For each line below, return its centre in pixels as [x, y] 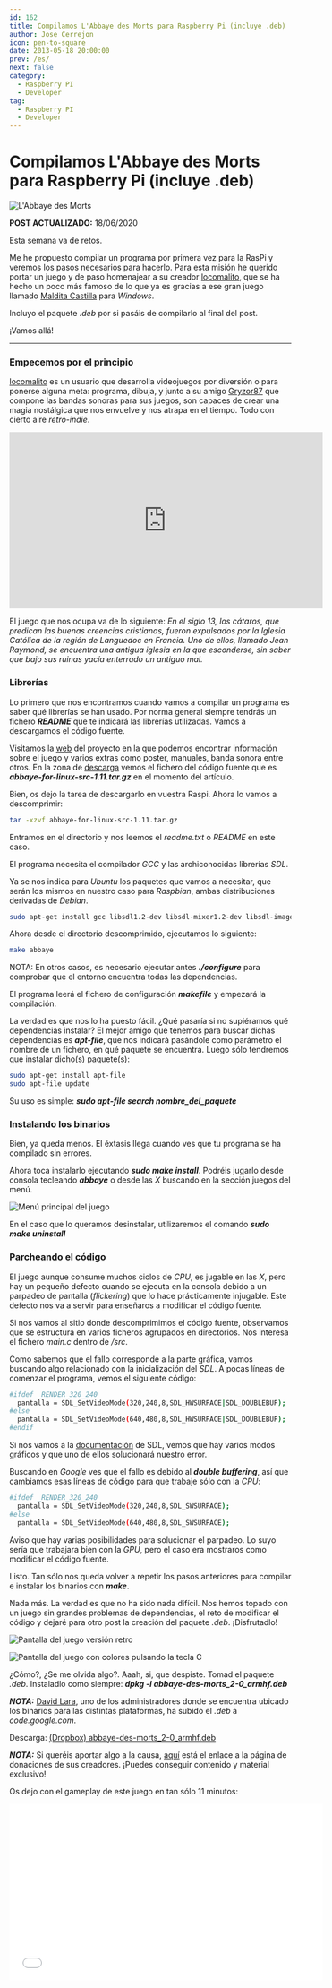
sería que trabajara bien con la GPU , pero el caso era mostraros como [138, 1549]
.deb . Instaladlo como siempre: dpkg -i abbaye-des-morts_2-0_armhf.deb [149, 1683]
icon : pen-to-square [48, 43]
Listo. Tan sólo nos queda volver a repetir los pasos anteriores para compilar [150, 1576]
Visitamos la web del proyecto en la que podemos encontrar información [143, 748]
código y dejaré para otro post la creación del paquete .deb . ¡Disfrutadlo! [144, 1622]
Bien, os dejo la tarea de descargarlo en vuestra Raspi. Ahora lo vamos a [143, 794]
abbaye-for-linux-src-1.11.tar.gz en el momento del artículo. [122, 777]
